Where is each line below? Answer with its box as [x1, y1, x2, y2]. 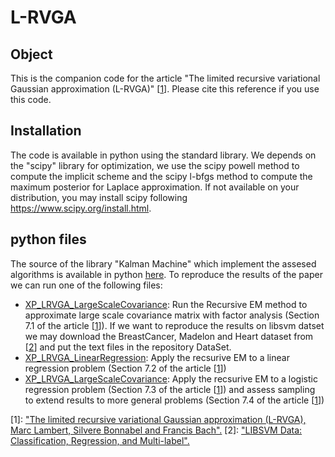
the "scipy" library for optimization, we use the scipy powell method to [10, 159, 300, 171]
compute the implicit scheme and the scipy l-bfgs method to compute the [10, 170, 313, 182]
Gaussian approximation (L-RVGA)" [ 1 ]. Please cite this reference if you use [10, 83, 320, 95]
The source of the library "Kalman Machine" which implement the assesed [10, 257, 317, 270]
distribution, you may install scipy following [10, 191, 188, 203]
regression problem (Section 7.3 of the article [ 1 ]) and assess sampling [24, 383, 316, 395]
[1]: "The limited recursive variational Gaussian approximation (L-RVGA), [10, 413, 307, 425]
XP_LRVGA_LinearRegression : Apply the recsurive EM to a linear [24, 351, 290, 363]
